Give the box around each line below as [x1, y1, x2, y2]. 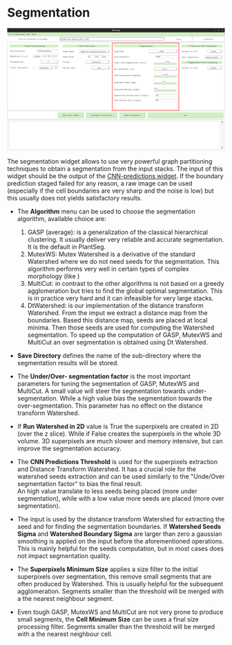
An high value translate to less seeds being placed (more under [17, 487, 198, 495]
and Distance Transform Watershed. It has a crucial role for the [17, 465, 197, 474]
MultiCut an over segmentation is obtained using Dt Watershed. [27, 338, 209, 347]
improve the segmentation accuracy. [17, 444, 122, 453]
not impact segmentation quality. [17, 552, 111, 560]
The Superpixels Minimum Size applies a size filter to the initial [17, 565, 198, 574]
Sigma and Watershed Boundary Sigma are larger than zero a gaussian [17, 530, 222, 538]
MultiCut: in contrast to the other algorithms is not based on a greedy [27, 280, 224, 288]
